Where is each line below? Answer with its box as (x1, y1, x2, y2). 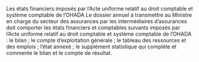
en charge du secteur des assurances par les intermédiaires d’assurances (6, 18, 187, 24)
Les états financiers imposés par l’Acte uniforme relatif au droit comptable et (6, 5, 193, 12)
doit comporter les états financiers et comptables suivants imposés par (6, 24, 181, 31)
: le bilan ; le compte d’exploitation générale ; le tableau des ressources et (6, 37, 187, 44)
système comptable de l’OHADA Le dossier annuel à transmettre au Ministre (6, 11, 192, 18)
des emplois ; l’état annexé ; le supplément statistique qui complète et (6, 43, 177, 50)
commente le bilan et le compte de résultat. (6, 49, 113, 56)
